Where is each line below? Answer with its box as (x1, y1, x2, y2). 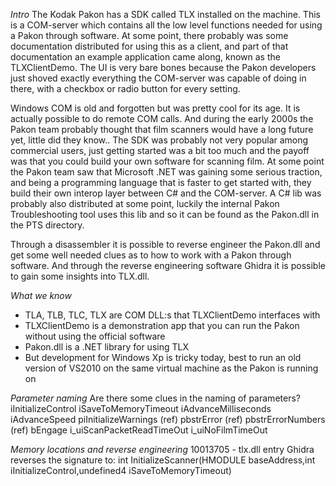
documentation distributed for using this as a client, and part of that (10, 40, 289, 52)
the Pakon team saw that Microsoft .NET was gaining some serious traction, (10, 166, 323, 178)
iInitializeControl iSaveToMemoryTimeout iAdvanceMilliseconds (10, 403, 272, 414)
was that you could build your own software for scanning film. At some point (10, 155, 325, 167)
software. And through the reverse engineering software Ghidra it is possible (10, 260, 326, 271)
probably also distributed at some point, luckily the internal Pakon (10, 198, 280, 209)
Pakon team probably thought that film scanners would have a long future (10, 124, 314, 135)
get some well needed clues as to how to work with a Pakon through (10, 249, 292, 261)
